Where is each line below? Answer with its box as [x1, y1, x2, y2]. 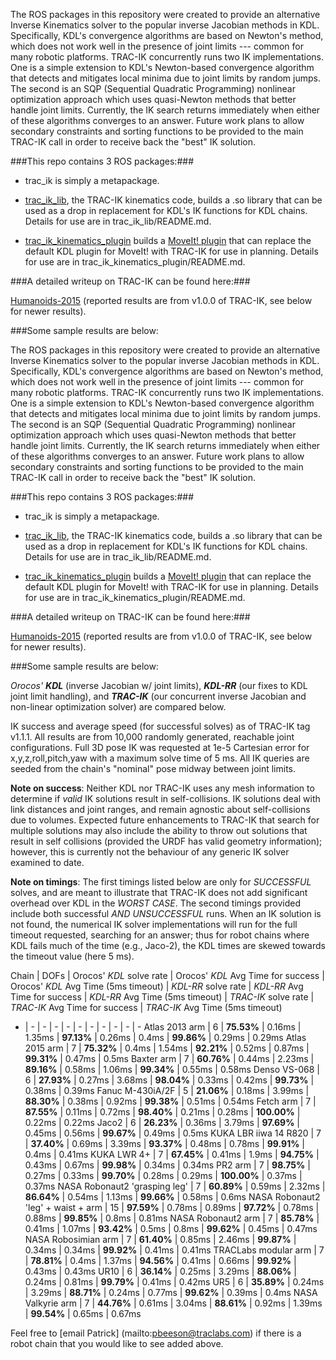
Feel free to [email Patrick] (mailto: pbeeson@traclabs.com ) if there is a [10, 1327, 302, 1339]
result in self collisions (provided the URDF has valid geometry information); [10, 835, 323, 847]
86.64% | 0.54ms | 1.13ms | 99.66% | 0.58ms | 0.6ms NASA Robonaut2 [24, 1191, 321, 1203]
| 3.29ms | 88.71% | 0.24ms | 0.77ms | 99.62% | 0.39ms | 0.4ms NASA [24, 1287, 318, 1298]
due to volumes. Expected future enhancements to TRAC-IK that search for [10, 814, 320, 826]
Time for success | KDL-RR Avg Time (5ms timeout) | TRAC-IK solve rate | [10, 991, 315, 1003]
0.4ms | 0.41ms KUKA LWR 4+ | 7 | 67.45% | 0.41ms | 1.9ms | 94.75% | [24, 1149, 320, 1160]
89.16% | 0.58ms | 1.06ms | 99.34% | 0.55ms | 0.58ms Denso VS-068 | [24, 1064, 320, 1075]
